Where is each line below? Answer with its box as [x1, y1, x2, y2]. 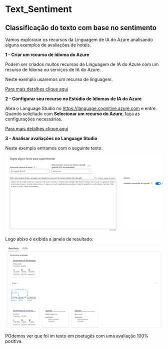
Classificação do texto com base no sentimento [5, 23, 156, 32]
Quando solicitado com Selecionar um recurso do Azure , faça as [5, 111, 140, 116]
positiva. [5, 338, 23, 344]
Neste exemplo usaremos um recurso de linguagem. [5, 76, 113, 82]
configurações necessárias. [5, 116, 62, 122]
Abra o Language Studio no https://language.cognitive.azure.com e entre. [5, 105, 157, 111]
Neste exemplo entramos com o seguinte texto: [5, 145, 103, 151]
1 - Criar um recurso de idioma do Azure [5, 51, 89, 57]
